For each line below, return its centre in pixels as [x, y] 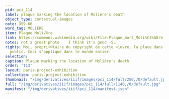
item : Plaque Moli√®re [29, 33]
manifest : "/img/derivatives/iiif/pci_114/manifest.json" [67, 89]
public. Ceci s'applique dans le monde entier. [61, 51]
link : [11, 38]
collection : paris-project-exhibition [46, 75]
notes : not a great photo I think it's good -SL [60, 42]
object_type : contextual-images [39, 19]
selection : [17, 56]
